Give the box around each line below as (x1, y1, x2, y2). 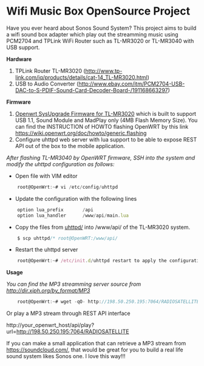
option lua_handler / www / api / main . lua (17, 212, 129, 219)
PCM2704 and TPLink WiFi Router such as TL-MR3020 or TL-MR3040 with (6, 37, 194, 44)
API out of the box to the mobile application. (15, 142, 126, 149)
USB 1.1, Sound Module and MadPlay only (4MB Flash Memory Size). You (15, 117, 198, 124)
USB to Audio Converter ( (15, 80, 79, 87)
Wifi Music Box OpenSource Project (6, 4, 190, 18)
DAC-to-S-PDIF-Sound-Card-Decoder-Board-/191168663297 (15, 86, 168, 93)
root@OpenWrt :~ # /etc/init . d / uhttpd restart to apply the (17, 258, 167, 264)
